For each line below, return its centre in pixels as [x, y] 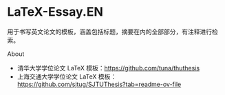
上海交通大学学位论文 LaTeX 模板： [67, 77]
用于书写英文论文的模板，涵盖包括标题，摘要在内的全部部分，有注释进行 [109, 31]
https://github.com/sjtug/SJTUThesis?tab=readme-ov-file [99, 84]
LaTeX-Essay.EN [55, 12]
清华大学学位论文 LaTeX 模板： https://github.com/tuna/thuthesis [108, 68]
